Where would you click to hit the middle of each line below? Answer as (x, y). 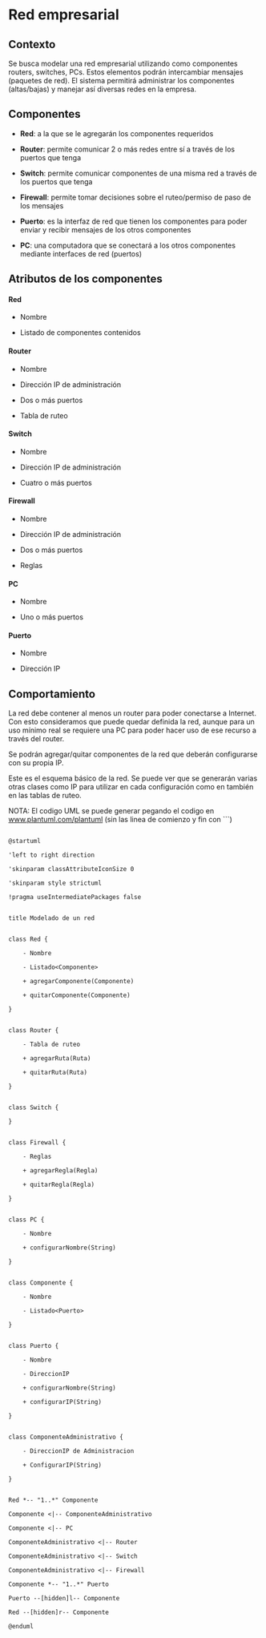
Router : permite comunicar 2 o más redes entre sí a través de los (127, 149)
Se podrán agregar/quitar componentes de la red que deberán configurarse (133, 754)
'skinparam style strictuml (55, 883)
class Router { (34, 1031)
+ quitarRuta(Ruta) (55, 1073)
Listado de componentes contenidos (81, 333)
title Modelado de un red (51, 918)
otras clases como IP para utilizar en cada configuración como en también (131, 787)
